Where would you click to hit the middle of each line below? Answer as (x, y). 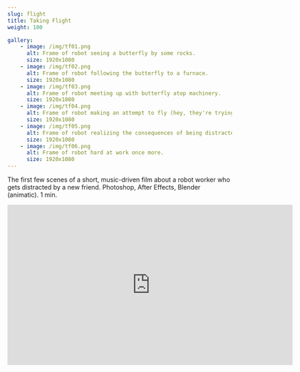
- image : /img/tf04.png (56, 107)
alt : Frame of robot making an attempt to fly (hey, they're (119, 113)
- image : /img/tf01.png (56, 47)
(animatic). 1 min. (32, 195)
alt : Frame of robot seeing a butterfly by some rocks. (111, 53)
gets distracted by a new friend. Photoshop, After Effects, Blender (104, 187)
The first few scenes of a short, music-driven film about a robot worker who (119, 180)
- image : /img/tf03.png (56, 86)
